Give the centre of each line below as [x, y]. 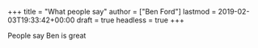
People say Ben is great [47, 36]
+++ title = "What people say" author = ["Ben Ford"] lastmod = [112, 12]
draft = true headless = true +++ [131, 20]
